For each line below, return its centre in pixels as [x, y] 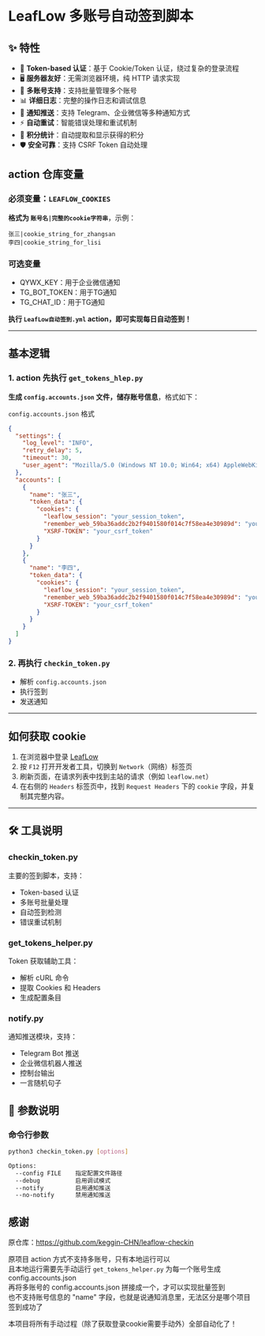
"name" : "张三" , [54, 494]
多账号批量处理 [44, 902]
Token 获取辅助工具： [43, 961]
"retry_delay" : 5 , [52, 451]
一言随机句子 [40, 1083]
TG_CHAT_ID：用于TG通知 [62, 302]
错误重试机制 [40, 921]
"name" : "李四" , [54, 568]
